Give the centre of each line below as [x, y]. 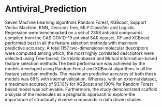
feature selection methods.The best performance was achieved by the [75, 63]
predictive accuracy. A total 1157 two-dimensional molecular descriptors [77, 48]
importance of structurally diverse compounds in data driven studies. [74, 99]
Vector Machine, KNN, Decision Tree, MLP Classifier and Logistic [70, 27]
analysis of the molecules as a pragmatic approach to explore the [70, 94]
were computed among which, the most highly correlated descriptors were [80, 53]
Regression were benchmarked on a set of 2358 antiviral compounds [74, 32]
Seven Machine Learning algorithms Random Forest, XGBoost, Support [76, 22]
